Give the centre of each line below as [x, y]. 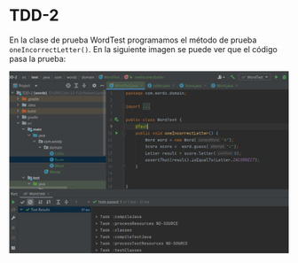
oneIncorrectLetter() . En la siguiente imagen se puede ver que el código [143, 49]
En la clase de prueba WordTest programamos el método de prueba [133, 40]
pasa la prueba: [38, 58]
